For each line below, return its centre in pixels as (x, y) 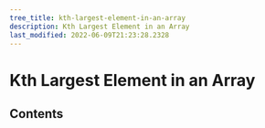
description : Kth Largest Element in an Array (100, 27)
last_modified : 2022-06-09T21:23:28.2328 (90, 35)
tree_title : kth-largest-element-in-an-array (97, 18)
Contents (37, 114)
